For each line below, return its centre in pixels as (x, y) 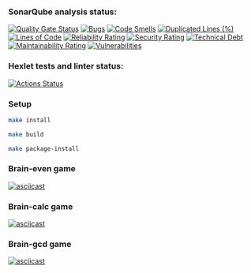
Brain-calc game (41, 206)
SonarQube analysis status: (62, 12)
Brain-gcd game (40, 245)
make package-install (44, 148)
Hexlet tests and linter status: (66, 66)
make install (30, 120)
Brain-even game (42, 169)
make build (26, 134)
